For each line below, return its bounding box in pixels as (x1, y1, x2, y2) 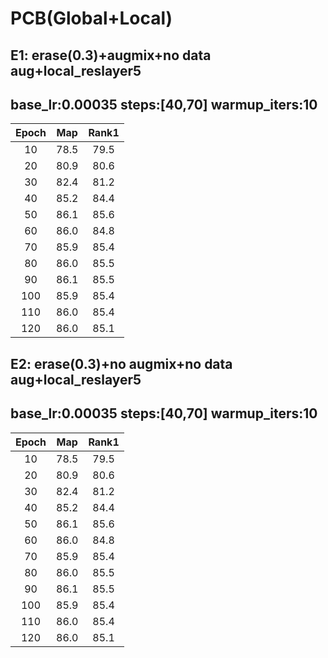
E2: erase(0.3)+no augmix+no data (10, 355, 233, 372)
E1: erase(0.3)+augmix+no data (10, 47, 212, 64)
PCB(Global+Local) (10, 7, 173, 30)
